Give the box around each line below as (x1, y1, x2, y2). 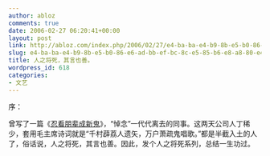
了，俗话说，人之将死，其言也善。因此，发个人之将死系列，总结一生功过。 (8, 138, 255, 148)
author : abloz (8, 11, 56, 20)
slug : (8, 49, 27, 57)
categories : (8, 71, 48, 79)
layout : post (8, 34, 52, 42)
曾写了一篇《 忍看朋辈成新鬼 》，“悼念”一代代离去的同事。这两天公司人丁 (8, 118, 243, 128)
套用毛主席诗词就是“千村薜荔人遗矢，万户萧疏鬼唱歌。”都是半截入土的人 (22, 129, 258, 138)
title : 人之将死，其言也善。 (8, 57, 94, 65)
